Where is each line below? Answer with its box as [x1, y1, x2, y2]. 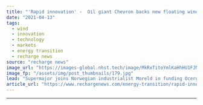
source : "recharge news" [6, 59, 69, 65]
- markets [11, 43, 36, 49]
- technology [11, 37, 45, 43]
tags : [6, 20, 20, 26]
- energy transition [11, 48, 63, 54]
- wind [11, 25, 28, 32]
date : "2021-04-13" [6, 14, 56, 20]
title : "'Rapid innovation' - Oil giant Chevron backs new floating [6, 8, 185, 15]
